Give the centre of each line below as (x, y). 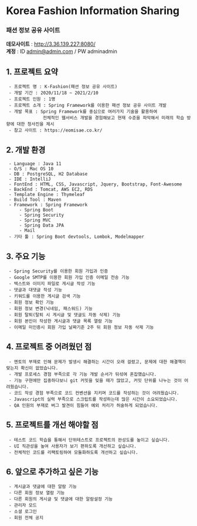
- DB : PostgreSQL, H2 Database (48, 174)
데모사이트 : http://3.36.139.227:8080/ (51, 44)
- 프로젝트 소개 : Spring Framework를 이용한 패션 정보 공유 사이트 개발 (88, 106)
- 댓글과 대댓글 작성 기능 (35, 290)
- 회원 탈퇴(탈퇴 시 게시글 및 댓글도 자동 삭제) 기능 (64, 315)
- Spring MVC (35, 220)
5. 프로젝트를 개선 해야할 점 (52, 425)
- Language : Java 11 (35, 164)
